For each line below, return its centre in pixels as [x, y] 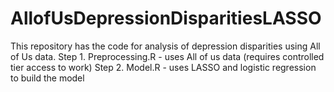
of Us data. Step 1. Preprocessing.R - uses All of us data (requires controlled [167, 56]
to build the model [47, 78]
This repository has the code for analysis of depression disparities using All [165, 46]
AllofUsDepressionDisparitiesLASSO [166, 18]
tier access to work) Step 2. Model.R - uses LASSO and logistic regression [163, 67]
